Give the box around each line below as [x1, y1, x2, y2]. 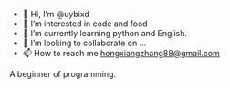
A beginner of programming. [9, 69, 117, 79]
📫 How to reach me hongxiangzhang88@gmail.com [22, 48, 221, 58]
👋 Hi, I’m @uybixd [22, 9, 89, 19]
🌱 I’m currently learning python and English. [22, 28, 188, 38]
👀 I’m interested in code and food [22, 18, 148, 29]
